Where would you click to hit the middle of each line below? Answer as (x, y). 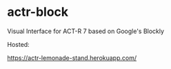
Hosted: (18, 44)
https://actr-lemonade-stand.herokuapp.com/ (72, 58)
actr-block (38, 12)
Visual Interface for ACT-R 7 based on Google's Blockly (85, 31)
